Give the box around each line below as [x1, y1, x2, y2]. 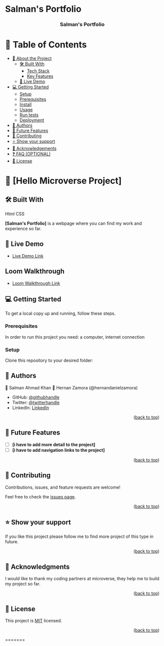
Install [19, 102, 32, 108]
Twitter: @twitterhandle [12, 399, 60, 405]
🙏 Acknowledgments [5, 562, 70, 571]
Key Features [26, 73, 54, 79]
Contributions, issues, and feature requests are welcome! [5, 484, 121, 490]
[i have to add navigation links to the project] [12, 447, 105, 453]
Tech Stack [26, 68, 50, 74]
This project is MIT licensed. [5, 618, 62, 624]
